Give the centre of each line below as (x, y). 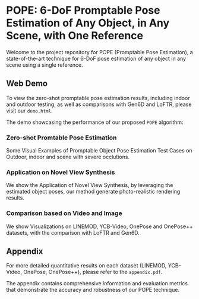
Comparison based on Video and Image (64, 213)
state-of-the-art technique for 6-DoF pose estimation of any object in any (96, 58)
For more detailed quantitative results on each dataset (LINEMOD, (86, 266)
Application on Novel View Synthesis (61, 172)
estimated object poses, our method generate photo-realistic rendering (93, 192)
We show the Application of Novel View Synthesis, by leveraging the (90, 185)
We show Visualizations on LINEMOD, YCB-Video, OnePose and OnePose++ (99, 226)
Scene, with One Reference (75, 36)
